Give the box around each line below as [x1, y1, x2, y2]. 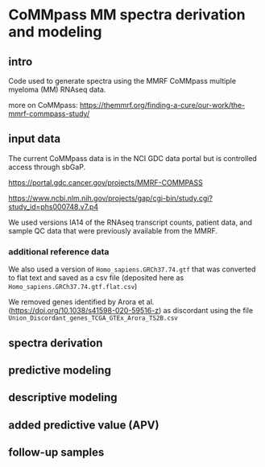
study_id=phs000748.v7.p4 [8, 201, 99, 211]
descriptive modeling [8, 391, 118, 404]
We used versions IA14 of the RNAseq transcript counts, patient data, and [8, 217, 252, 227]
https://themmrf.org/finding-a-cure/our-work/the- [79, 101, 246, 110]
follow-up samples [8, 445, 105, 460]
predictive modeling [8, 363, 111, 377]
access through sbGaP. [8, 162, 86, 172]
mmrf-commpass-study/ [8, 109, 90, 118]
